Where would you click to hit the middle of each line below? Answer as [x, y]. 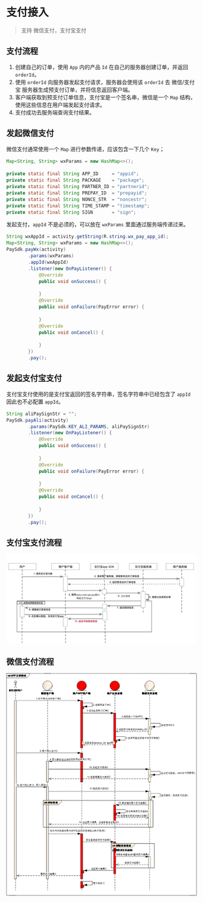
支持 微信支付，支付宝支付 [53, 30]
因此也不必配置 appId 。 [35, 401]
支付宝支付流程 [34, 542]
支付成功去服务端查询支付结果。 [55, 112]
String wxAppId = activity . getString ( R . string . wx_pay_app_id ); [88, 237]
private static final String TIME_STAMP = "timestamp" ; [78, 206]
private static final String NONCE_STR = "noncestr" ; [77, 199]
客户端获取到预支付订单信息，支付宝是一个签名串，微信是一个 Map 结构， [105, 97]
